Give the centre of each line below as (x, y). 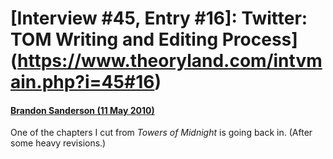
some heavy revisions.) (58, 143)
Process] (259, 39)
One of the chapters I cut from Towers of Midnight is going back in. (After (161, 133)
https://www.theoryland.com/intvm (170, 61)
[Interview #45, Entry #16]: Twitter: (159, 18)
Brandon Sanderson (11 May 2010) (82, 110)
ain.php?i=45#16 (82, 82)
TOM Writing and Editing (114, 39)
